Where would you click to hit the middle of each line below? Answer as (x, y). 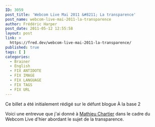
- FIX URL (20, 89)
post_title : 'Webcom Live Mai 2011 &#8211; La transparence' (71, 15)
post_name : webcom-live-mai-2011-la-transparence (58, 19)
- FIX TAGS (21, 85)
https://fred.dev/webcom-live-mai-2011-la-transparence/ (71, 43)
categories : (18, 57)
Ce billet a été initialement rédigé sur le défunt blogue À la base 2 (73, 104)
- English (20, 66)
